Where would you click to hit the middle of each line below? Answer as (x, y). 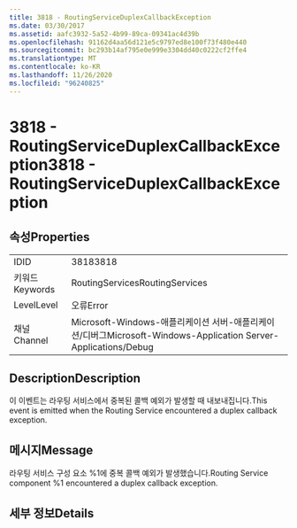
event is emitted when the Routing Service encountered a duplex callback (143, 411)
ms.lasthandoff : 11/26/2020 (61, 75)
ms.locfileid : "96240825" (57, 83)
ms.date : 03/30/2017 (47, 26)
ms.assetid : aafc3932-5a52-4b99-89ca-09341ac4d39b (104, 34)
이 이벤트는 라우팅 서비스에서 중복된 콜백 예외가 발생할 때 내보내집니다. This (138, 400)
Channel (31, 340)
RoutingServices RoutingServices (139, 283)
